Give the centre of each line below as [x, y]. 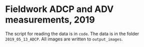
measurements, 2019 [50, 20]
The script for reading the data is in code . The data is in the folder [72, 33]
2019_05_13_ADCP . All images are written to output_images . [64, 39]
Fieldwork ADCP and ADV [59, 9]
